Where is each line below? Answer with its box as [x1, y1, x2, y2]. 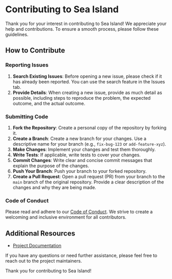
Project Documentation [12, 243, 61, 249]
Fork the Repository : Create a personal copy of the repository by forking [12, 124, 167, 131]
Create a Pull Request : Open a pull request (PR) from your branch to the [12, 173, 165, 179]
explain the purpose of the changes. [12, 162, 90, 169]
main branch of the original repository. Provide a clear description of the [12, 179, 164, 185]
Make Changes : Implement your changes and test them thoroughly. [12, 146, 156, 152]
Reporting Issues [5, 61, 49, 68]
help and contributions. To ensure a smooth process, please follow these [5, 26, 159, 32]
